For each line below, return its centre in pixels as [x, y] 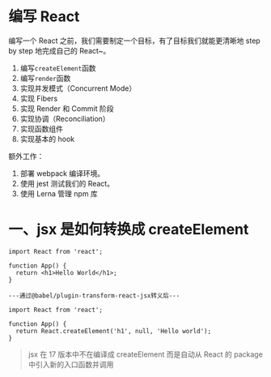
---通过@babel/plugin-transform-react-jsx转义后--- [94, 296]
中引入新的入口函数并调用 [71, 364]
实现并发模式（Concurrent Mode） [78, 88]
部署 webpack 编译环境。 [62, 173]
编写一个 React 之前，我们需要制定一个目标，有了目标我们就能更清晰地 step [134, 41]
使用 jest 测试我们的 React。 [67, 183]
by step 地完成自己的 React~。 [59, 50]
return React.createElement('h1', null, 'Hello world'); [114, 331]
